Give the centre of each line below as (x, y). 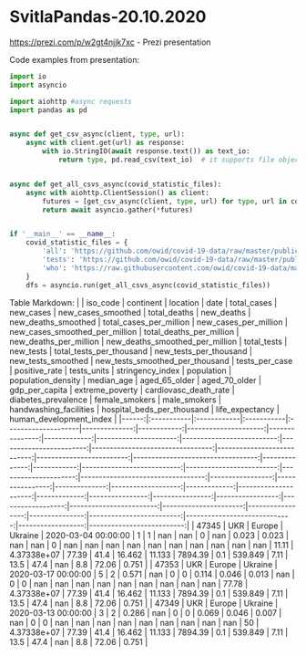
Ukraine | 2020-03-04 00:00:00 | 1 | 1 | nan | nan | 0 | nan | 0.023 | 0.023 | (149, 535)
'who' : (55, 268)
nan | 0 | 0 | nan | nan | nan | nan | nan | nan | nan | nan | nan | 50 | (134, 622)
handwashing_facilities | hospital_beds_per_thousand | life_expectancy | (144, 409)
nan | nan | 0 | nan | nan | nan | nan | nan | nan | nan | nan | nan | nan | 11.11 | (152, 545)
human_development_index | (63, 419)
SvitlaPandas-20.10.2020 (108, 17)
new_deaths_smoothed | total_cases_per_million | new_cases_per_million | (149, 322)
